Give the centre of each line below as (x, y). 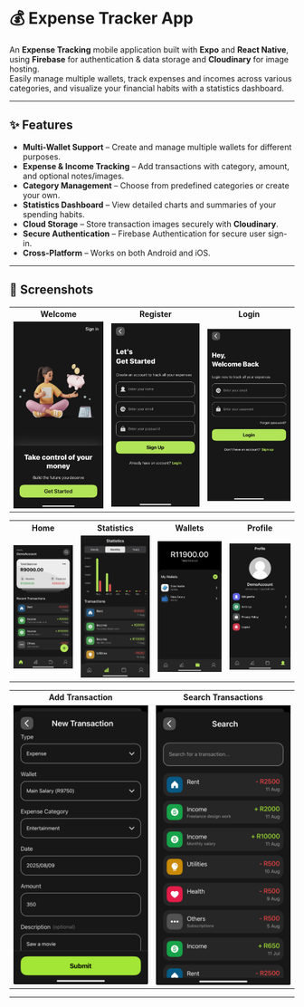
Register (155, 314)
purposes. (42, 157)
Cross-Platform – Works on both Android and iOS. (116, 253)
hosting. (24, 69)
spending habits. (53, 214)
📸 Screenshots (52, 290)
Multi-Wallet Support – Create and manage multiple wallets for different (157, 147)
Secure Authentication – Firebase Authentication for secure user (144, 234)
